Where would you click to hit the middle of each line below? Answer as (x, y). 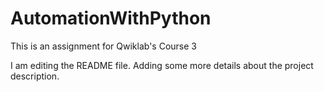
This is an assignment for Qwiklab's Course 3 (103, 46)
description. (35, 76)
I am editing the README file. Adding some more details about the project (162, 65)
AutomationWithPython (111, 18)
